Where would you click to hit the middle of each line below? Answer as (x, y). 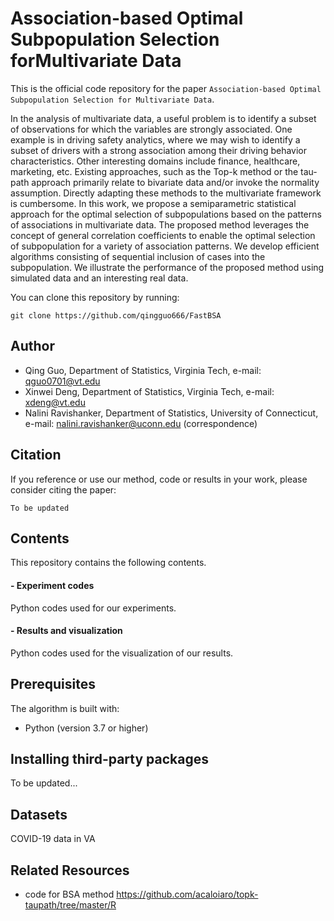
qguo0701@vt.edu (62, 381)
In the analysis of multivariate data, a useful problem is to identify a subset (163, 118)
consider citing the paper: (63, 489)
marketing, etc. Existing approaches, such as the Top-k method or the (154, 171)
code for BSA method (69, 894)
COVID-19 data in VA (53, 839)
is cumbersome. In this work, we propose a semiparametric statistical (153, 203)
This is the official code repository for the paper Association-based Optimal (166, 88)
